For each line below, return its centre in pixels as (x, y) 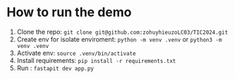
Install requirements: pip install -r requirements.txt (96, 60)
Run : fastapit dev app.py (55, 68)
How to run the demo (69, 12)
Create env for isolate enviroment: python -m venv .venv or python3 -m (119, 39)
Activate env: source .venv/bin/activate (76, 53)
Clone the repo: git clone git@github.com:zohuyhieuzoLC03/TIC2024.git (122, 32)
